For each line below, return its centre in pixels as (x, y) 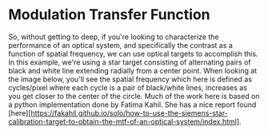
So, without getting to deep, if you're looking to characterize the (114, 37)
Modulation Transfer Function (109, 15)
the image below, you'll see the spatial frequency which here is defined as (130, 79)
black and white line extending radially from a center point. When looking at (133, 70)
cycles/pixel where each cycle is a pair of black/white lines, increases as (128, 87)
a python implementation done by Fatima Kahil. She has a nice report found (132, 104)
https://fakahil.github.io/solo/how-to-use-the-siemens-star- (129, 112)
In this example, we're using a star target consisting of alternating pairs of (130, 62)
